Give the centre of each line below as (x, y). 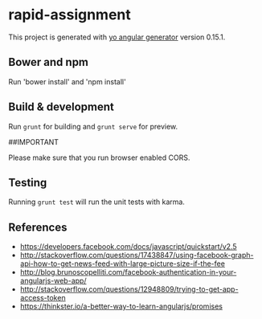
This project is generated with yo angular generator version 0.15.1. (117, 37)
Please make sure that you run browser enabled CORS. (99, 157)
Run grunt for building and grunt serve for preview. (93, 126)
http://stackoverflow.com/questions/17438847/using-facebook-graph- (137, 256)
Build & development (61, 107)
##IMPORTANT (33, 141)
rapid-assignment (70, 15)
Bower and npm (49, 62)
